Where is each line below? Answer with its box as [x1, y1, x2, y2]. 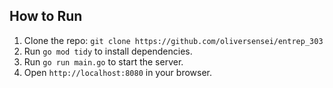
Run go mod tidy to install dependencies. [23, 45, 193, 57]
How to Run [9, 8, 83, 25]
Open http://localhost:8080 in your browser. [23, 66, 212, 78]
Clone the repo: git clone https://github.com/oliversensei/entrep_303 [23, 34, 324, 46]
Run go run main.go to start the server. [23, 55, 184, 68]
